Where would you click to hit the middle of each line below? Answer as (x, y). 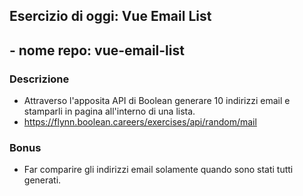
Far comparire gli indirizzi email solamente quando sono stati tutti (158, 170)
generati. (42, 180)
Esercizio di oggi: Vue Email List (110, 16)
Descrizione (39, 79)
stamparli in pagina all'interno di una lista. (109, 111)
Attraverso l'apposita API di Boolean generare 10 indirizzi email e (157, 101)
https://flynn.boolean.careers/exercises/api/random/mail (140, 122)
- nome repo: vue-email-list (97, 50)
